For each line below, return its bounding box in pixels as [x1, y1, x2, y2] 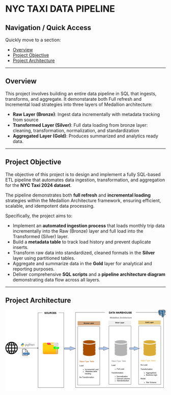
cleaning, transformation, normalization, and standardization [12, 127, 139, 133]
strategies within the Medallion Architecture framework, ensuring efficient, [5, 197, 161, 204]
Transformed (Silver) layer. [12, 233, 69, 239]
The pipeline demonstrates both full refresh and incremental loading [5, 192, 151, 198]
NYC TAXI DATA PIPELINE [5, 3, 116, 15]
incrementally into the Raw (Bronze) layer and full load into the [12, 228, 144, 234]
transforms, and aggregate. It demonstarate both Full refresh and [5, 96, 141, 102]
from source [12, 117, 39, 123]
